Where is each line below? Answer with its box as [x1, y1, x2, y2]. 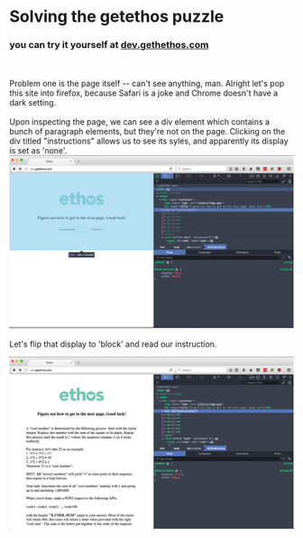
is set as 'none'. [9, 145, 68, 156]
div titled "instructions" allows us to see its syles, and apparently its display [9, 135, 289, 146]
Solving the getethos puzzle [9, 6, 225, 27]
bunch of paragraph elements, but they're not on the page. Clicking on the [9, 126, 286, 137]
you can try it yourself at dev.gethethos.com [9, 39, 209, 51]
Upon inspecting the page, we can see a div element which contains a [9, 116, 271, 127]
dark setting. [9, 97, 57, 108]
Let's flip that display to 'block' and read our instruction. [9, 339, 217, 349]
